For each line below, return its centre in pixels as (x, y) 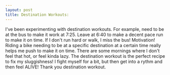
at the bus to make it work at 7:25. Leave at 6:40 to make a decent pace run (84, 34)
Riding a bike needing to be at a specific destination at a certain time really (83, 45)
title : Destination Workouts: (37, 15)
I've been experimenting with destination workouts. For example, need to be (85, 29)
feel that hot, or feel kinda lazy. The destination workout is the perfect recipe (85, 56)
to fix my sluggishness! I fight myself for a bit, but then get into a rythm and (84, 61)
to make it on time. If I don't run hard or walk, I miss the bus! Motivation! (80, 40)
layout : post (19, 10)
